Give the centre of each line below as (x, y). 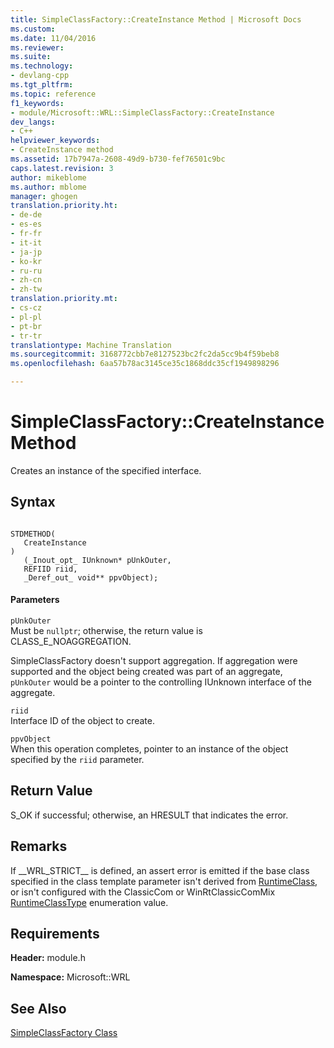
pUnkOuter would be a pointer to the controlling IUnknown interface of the (161, 682)
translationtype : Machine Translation (91, 345)
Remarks (39, 846)
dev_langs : (33, 122)
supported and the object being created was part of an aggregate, (146, 671)
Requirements (55, 933)
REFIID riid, (50, 569)
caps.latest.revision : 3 (62, 168)
